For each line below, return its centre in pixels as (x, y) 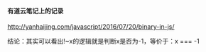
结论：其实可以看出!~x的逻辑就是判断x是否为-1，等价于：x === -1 (104, 41)
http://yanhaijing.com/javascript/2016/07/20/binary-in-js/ (91, 27)
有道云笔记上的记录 (36, 11)
